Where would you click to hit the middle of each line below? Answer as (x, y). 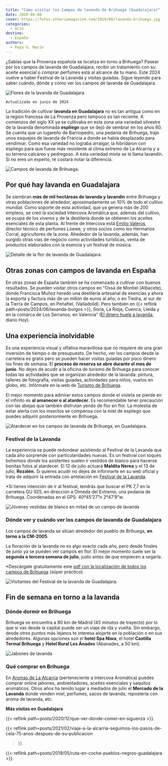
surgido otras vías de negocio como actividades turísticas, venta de (75, 240)
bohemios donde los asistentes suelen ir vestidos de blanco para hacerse (81, 461)
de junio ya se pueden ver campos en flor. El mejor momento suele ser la (81, 551)
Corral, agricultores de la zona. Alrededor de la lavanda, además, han (77, 234)
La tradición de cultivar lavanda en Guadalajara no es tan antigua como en (83, 111)
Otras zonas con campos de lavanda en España (81, 270)
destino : (15, 33)
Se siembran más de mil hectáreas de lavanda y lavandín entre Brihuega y (83, 197)
